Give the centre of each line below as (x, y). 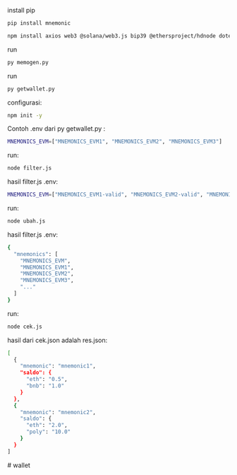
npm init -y (25, 115)
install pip (21, 10)
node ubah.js (26, 221)
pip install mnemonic (39, 23)
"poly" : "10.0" (48, 432)
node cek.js (25, 327)
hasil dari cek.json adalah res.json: (57, 340)
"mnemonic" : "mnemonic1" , (58, 366)
